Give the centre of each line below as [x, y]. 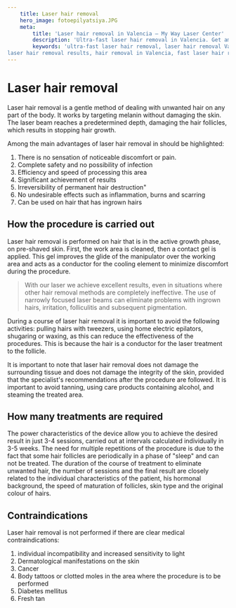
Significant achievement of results [67, 180]
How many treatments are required [85, 417]
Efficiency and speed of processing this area [82, 172]
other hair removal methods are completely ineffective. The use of [120, 292]
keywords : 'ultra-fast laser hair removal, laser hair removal [127, 46]
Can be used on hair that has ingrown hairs [80, 202]
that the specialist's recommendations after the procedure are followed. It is [117, 379]
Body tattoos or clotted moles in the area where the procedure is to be [119, 576]
